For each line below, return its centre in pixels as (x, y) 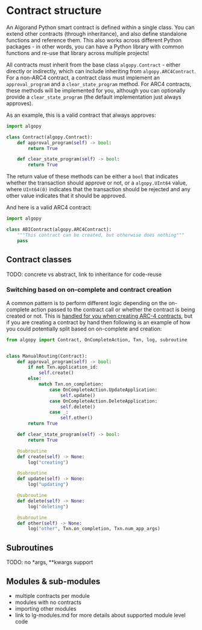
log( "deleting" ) (48, 507)
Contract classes (39, 260)
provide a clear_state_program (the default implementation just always (94, 97)
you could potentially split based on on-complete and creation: (84, 329)
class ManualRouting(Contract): (47, 356)
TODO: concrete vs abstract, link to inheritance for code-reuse (84, 274)
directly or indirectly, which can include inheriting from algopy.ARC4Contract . (101, 71)
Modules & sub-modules (53, 581)
